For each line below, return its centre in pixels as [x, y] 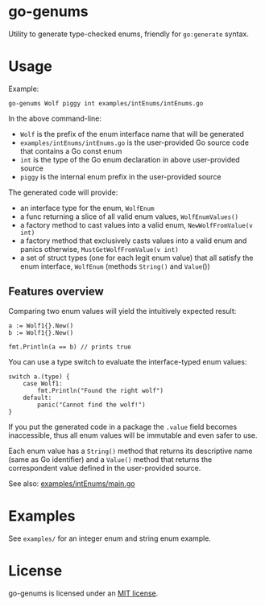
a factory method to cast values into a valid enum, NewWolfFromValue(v [137, 225]
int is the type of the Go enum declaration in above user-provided [130, 159]
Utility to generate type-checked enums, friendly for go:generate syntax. [129, 34]
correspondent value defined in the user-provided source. [105, 468]
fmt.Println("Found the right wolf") [100, 390]
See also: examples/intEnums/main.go [72, 483]
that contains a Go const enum [71, 150]
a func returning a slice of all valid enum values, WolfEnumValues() [129, 216]
